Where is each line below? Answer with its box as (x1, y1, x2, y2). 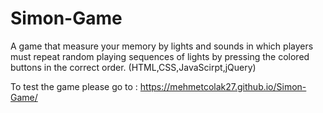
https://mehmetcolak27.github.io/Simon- (139, 80, 307, 92)
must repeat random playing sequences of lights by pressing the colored (10, 50, 310, 62)
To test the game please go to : (10, 80, 138, 92)
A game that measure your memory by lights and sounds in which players (10, 40, 314, 52)
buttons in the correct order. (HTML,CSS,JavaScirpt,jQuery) (10, 61, 257, 73)
